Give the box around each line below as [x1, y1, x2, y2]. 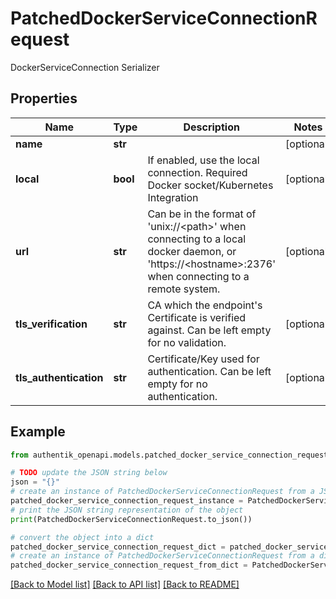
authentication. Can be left [147, 364, 272, 378]
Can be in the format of [147, 207, 257, 221]
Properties [10, 90, 78, 107]
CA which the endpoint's [147, 298, 263, 312]
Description [183, 120, 240, 134]
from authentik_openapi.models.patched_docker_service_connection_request [10, 450, 329, 460]
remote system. [147, 282, 221, 296]
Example [10, 423, 66, 441]
